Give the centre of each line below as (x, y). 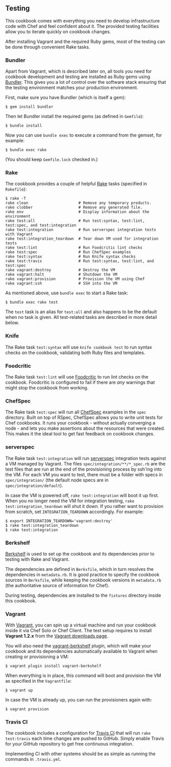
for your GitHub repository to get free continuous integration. (69, 744)
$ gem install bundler (29, 107)
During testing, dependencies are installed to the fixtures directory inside (83, 595)
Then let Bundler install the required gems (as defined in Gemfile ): (75, 117)
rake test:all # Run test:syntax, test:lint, (75, 221)
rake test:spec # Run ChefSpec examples (68, 252)
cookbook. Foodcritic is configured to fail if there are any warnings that (80, 382)
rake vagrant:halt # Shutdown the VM (61, 275)
